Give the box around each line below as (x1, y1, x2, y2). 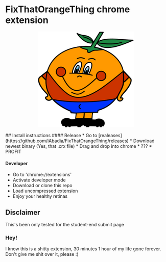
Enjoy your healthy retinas (12, 193, 68, 199)
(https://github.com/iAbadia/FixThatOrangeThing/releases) (5, 138, 129, 144)
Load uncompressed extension (12, 188, 78, 194)
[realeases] (98, 132, 123, 138)
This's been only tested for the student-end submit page (5, 221, 124, 227)
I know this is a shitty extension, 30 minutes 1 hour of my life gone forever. (5, 246, 161, 252)
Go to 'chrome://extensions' (12, 172, 72, 178)
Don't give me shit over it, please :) (5, 251, 79, 257)
